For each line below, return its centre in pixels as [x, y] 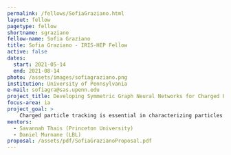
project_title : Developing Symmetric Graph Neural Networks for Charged [113, 97]
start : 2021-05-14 [40, 64]
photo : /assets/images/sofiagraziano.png [67, 77]
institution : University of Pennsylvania [67, 84]
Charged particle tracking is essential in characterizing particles [121, 115]
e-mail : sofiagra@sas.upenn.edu [53, 90]
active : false [27, 52]
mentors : [20, 122]
